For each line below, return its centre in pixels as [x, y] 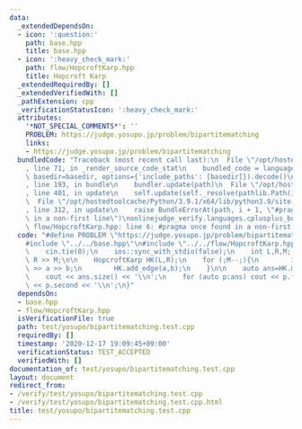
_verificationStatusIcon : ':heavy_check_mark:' [108, 110]
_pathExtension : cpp [56, 101]
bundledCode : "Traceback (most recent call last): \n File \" [136, 160]
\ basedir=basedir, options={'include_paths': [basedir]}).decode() [156, 176]
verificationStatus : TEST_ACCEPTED [84, 352]
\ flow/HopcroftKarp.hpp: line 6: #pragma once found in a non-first [159, 227]
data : [19, 18]
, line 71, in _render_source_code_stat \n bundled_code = [142, 168]
